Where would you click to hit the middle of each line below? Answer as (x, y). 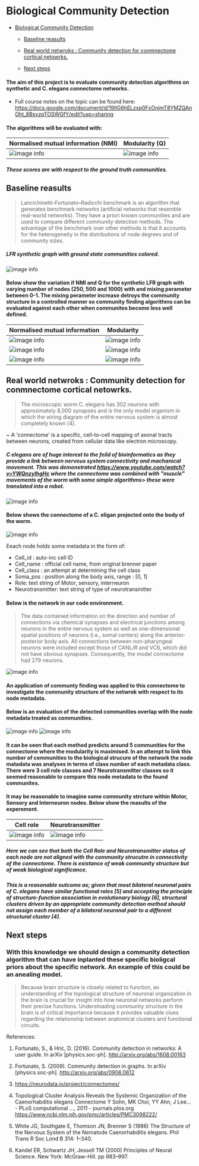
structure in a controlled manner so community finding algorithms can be (99, 302)
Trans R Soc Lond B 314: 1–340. (53, 1139)
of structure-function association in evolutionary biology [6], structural (97, 898)
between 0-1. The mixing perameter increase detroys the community (93, 295)
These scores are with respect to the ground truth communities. (87, 169)
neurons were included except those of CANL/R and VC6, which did (104, 648)
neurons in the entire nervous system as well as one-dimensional (100, 629)
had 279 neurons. (42, 660)
